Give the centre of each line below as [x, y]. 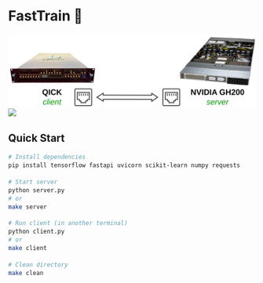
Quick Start [37, 138]
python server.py [37, 190]
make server [27, 207]
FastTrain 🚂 [46, 16]
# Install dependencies [47, 157]
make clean [26, 273]
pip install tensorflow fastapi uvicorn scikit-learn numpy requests [124, 165]
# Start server [33, 182]
